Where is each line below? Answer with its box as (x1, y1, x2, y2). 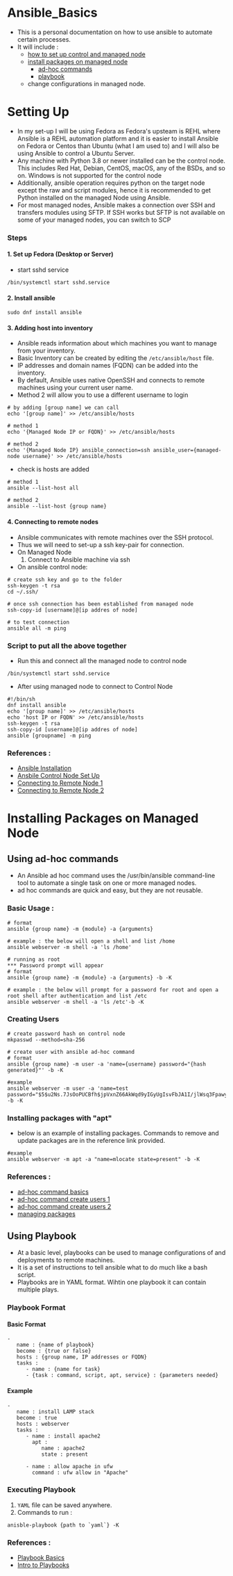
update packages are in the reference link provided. (17, 1137, 166, 1145)
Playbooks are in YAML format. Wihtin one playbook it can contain (17, 1278, 207, 1287)
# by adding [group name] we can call (7, 405, 119, 412)
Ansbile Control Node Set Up (17, 772, 101, 780)
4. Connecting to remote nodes (7, 518, 99, 526)
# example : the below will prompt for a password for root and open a (7, 986, 218, 993)
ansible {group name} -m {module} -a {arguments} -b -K (7, 974, 172, 981)
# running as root (7, 956, 60, 963)
